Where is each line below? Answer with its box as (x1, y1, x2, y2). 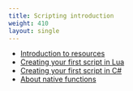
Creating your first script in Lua (19, 57, 125, 67)
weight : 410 (8, 19, 49, 27)
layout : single (8, 27, 60, 35)
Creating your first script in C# (19, 66, 122, 76)
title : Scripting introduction (8, 11, 114, 20)
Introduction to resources (19, 49, 105, 59)
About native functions (19, 74, 97, 85)
